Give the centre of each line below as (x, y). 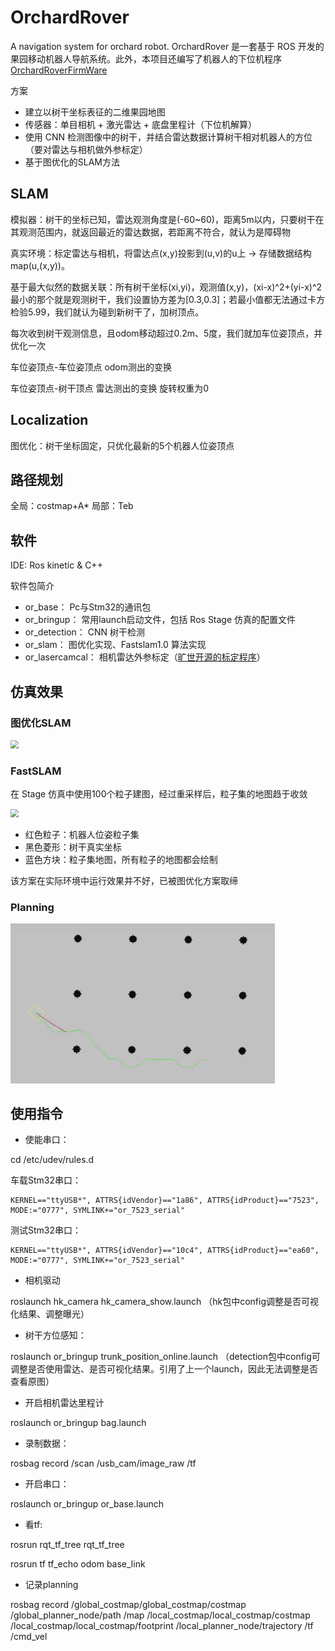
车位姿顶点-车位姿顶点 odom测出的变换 (91, 367)
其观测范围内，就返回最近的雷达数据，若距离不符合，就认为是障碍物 (150, 232)
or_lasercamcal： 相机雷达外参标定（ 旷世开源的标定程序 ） (145, 657)
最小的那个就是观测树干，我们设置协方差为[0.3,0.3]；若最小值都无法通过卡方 (168, 299)
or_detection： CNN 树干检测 (85, 632)
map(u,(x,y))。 (40, 265)
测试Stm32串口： (46, 1230)
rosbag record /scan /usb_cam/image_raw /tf (103, 1463)
